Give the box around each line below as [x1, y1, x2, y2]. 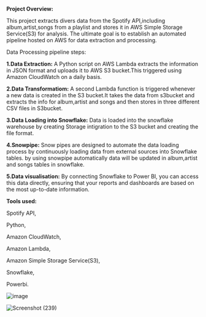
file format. [6, 130, 34, 136]
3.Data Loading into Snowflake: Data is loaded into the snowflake [6, 116, 174, 124]
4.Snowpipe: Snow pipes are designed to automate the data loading [6, 141, 179, 149]
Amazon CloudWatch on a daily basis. [6, 73, 102, 80]
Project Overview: [6, 6, 53, 12]
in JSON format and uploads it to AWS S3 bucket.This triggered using [6, 67, 182, 74]
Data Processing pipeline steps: [6, 48, 86, 56]
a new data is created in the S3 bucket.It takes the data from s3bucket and [6, 92, 195, 99]
